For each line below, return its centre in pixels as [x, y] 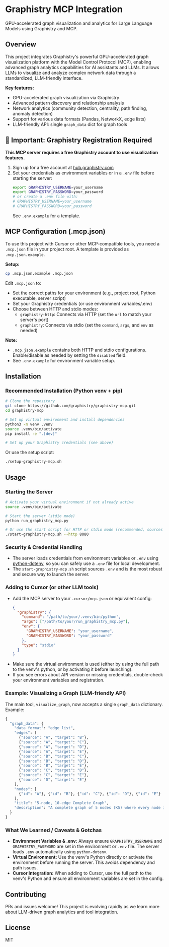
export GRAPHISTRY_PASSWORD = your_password [58, 192]
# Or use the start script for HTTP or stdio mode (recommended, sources [84, 530]
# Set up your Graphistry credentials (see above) [59, 443]
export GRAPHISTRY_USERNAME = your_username [58, 187]
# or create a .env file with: [45, 197]
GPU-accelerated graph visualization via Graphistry [66, 97]
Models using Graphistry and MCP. [41, 28]
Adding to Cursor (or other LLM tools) [52, 587]
